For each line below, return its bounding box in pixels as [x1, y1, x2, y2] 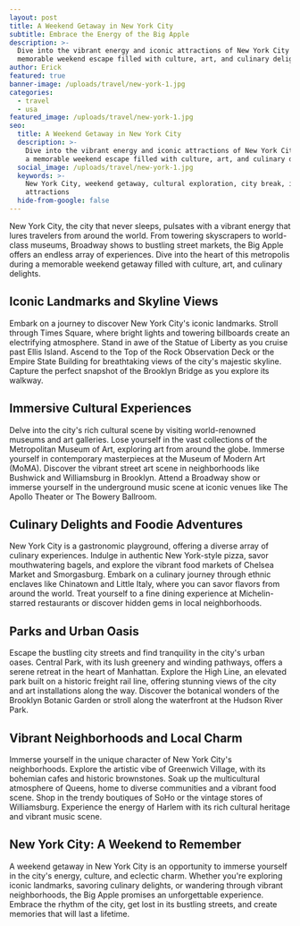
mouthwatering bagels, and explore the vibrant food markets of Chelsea [9, 560, 274, 571]
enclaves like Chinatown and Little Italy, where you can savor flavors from [9, 579, 280, 590]
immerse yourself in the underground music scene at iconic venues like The [9, 481, 288, 492]
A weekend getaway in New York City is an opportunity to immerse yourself [9, 861, 287, 871]
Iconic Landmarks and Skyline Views [9, 294, 219, 310]
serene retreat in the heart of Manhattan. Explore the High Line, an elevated [9, 667, 287, 677]
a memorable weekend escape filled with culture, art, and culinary [25, 154, 286, 164]
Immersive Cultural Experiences [9, 401, 192, 416]
